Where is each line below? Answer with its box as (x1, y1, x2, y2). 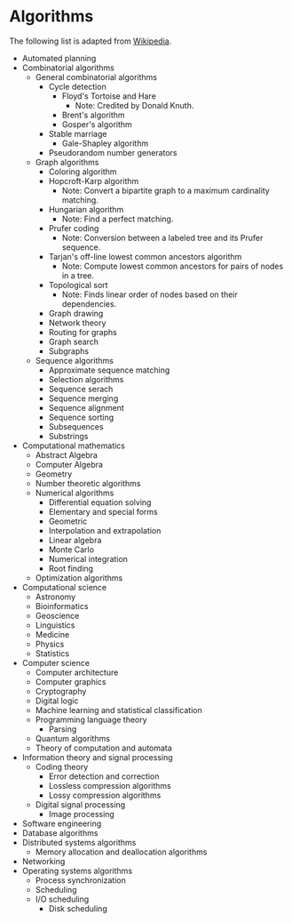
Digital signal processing (35, 799, 126, 810)
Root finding (48, 563, 94, 574)
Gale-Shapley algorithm (61, 138, 149, 148)
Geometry (35, 469, 73, 479)
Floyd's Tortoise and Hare (61, 91, 157, 101)
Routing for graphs (48, 326, 117, 337)
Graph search (48, 336, 99, 347)
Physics (35, 638, 65, 649)
